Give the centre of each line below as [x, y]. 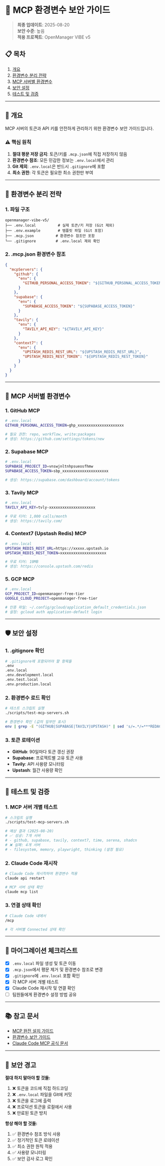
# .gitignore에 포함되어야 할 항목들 [39, 661]
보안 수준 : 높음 [31, 31]
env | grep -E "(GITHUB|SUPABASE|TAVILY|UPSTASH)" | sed [65, 726]
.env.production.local [28, 684]
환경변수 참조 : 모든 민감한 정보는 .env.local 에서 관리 [63, 160]
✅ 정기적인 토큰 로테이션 [36, 1140]
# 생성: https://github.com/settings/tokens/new [55, 439]
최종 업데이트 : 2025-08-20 [43, 25]
